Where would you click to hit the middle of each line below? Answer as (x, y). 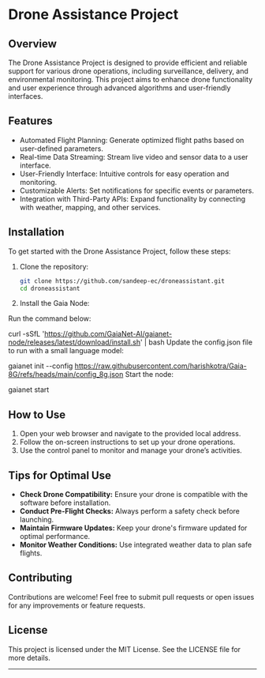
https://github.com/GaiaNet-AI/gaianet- (108, 334)
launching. (37, 520)
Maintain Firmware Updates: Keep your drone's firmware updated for (133, 528)
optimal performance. (55, 536)
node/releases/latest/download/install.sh (74, 342)
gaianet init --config (41, 366)
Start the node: (149, 375)
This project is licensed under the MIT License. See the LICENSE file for (125, 649)
